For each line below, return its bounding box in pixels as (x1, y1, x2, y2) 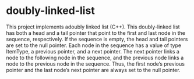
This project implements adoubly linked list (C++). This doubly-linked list (6, 23, 180, 30)
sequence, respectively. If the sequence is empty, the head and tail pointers (6, 35, 188, 42)
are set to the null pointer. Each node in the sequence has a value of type (6, 42, 182, 49)
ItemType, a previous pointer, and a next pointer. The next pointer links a (6, 48, 179, 55)
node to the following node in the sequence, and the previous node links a (6, 54, 184, 61)
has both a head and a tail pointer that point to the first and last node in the (6, 29, 185, 36)
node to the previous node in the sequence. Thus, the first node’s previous (6, 60, 185, 67)
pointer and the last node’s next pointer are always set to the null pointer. (6, 66, 181, 73)
